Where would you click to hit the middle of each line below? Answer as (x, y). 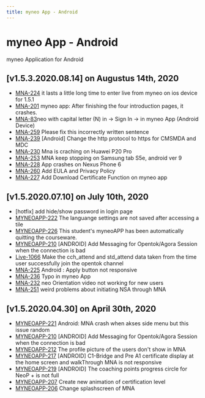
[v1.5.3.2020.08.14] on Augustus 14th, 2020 (93, 78)
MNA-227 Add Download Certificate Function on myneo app (91, 177)
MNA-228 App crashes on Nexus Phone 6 (68, 164)
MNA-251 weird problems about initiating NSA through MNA (91, 289)
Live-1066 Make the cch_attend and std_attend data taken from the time (106, 257)
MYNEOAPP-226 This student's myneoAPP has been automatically (99, 231)
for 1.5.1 (25, 100)
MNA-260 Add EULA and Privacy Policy (65, 171)
